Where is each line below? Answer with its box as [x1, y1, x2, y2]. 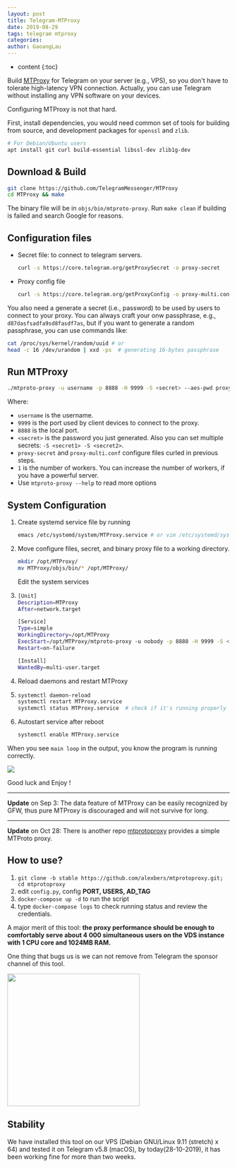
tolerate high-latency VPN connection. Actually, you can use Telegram [7, 84, 212, 92]
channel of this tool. [7, 959, 65, 968]
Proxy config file [17, 277, 66, 285]
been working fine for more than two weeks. [7, 1152, 136, 1161]
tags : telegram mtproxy [7, 30, 78, 37]
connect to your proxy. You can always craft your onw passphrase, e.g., [7, 311, 217, 319]
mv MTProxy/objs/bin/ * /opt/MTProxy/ [17, 565, 129, 572]
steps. [17, 456, 36, 465]
